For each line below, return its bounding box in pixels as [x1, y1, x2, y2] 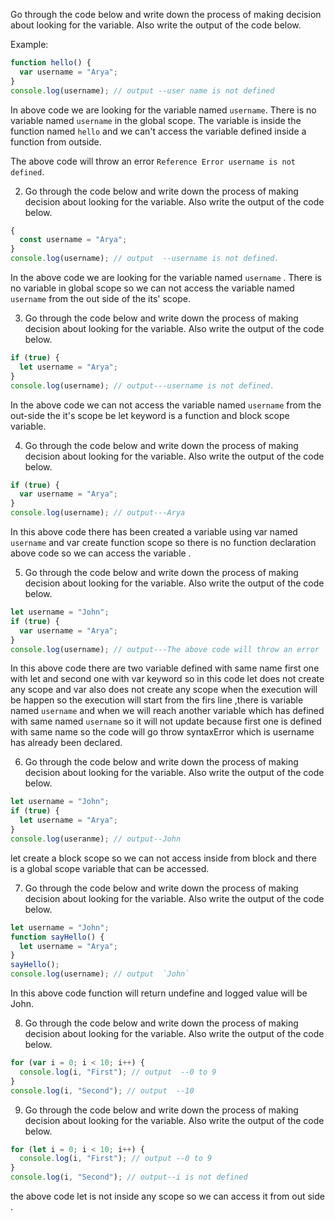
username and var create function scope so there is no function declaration [10, 537, 317, 548]
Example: [10, 39, 49, 50]
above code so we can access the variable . [10, 547, 192, 559]
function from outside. [10, 135, 102, 148]
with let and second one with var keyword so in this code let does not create [10, 673, 325, 685]
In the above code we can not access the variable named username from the [10, 399, 322, 411]
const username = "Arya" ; [19, 235, 128, 245]
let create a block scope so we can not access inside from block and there [10, 852, 317, 864]
